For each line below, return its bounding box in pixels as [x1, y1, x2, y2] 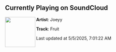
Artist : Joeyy [36, 16, 63, 22]
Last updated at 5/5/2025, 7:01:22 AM [36, 35, 112, 41]
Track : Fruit [36, 26, 59, 32]
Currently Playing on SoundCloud [5, 4, 108, 12]
